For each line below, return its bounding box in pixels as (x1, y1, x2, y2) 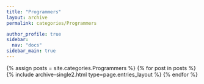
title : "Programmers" (6, 8, 62, 15)
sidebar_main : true (6, 48, 56, 54)
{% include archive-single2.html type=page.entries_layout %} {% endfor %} (6, 71, 199, 78)
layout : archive (6, 15, 48, 21)
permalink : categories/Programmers (6, 20, 97, 26)
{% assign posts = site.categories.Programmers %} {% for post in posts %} (6, 64, 197, 71)
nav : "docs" (12, 42, 43, 48)
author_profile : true (6, 31, 62, 37)
